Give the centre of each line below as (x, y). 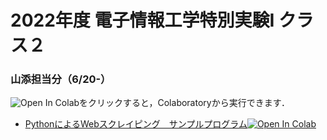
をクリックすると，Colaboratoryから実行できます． (185, 103)
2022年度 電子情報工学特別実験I (142, 20)
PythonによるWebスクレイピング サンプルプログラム (136, 124)
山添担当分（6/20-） (61, 79)
